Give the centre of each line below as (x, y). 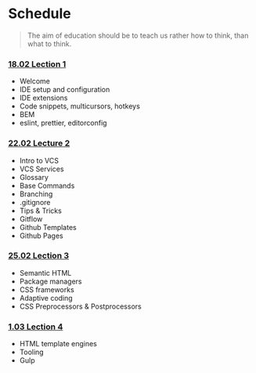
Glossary (34, 177)
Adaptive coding (46, 298)
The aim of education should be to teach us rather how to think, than (138, 35)
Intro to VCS (39, 160)
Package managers (50, 281)
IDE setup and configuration (65, 90)
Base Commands (47, 185)
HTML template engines (58, 344)
